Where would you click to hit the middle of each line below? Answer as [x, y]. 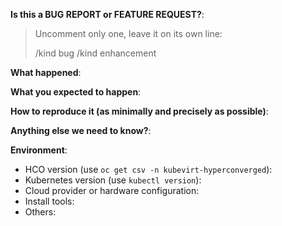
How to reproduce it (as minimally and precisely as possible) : [139, 111]
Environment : [39, 150]
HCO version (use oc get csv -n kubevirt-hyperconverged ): [148, 169]
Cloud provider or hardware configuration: [112, 190]
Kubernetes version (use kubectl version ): [113, 180]
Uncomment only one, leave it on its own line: [128, 33]
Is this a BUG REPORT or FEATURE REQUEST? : [107, 14]
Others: [40, 212]
